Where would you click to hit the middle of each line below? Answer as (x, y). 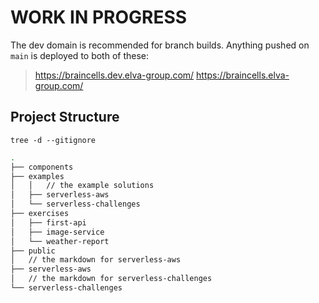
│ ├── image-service (57, 232)
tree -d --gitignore (53, 140)
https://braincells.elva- (243, 75)
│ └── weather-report (60, 241)
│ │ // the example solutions (82, 186)
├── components (42, 167)
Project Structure (65, 117)
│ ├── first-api (48, 222)
